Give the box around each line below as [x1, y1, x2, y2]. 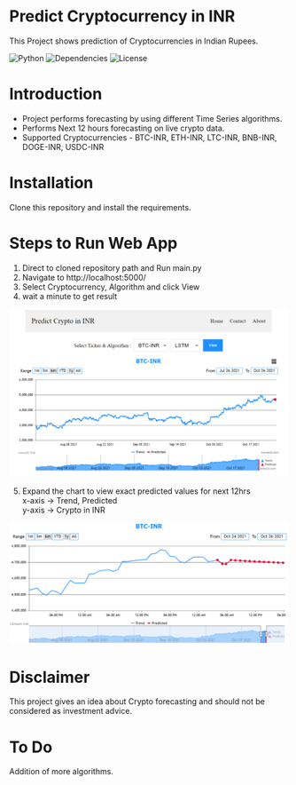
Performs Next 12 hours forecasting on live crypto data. [21, 123, 225, 133]
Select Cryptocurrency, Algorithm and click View [21, 281, 200, 292]
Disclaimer [9, 667, 90, 687]
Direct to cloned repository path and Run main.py [21, 262, 202, 273]
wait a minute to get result [21, 290, 118, 301]
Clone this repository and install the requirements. [9, 202, 192, 212]
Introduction [9, 84, 103, 104]
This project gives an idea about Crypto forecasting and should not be [9, 696, 266, 707]
